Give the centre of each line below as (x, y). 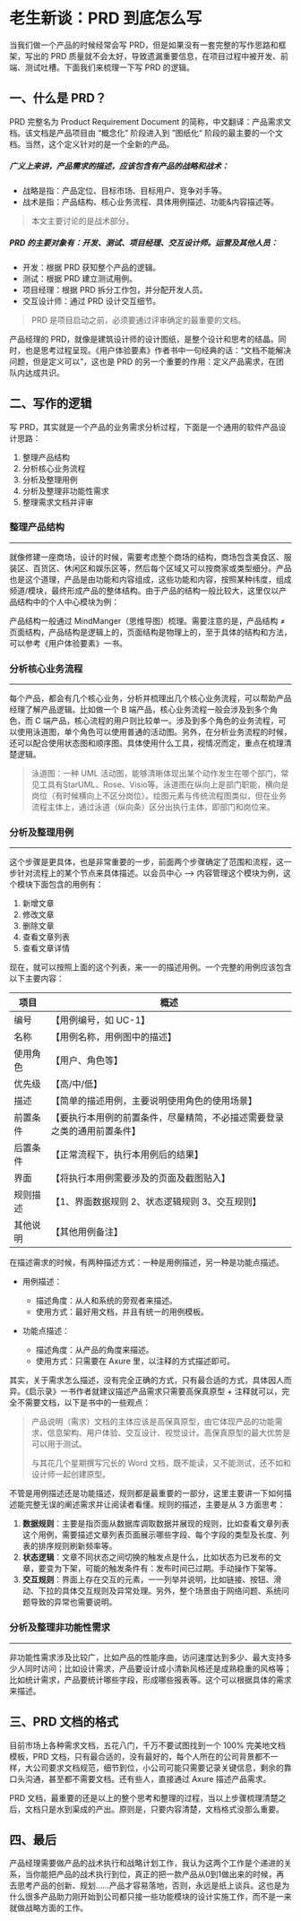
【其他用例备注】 (87, 1232)
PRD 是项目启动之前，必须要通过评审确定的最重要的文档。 (138, 320)
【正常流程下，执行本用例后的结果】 (127, 1155)
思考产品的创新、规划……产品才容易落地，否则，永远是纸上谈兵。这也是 (149, 1886)
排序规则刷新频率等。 (77, 1546)
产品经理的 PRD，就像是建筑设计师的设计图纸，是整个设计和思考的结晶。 (144, 339)
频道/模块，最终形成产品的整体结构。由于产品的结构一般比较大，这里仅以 (144, 590)
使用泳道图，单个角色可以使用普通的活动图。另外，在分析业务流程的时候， (154, 732)
